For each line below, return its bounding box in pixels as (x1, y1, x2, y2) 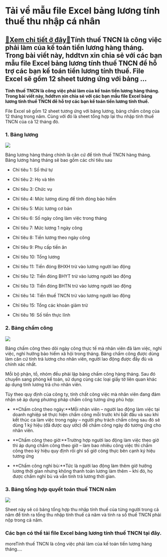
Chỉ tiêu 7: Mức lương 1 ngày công (12, 225, 82, 231)
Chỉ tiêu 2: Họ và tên (12, 176, 55, 182)
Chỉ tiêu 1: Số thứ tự (12, 167, 53, 173)
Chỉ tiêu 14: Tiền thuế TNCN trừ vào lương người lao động (12, 293, 131, 299)
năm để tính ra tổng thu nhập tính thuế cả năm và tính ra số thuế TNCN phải (5, 512, 161, 518)
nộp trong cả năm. (5, 517, 43, 523)
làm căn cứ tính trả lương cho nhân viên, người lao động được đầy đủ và (5, 356, 153, 362)
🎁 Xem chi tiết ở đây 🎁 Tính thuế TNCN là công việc (5, 35, 162, 44)
